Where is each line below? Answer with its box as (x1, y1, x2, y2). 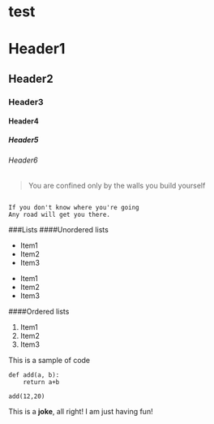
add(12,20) (8, 392, 45, 400)
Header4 (8, 116, 39, 126)
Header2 (8, 71, 54, 85)
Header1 (8, 40, 66, 58)
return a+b (23, 378, 60, 386)
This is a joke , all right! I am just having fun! (8, 406, 153, 416)
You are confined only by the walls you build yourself (28, 180, 206, 190)
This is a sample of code (8, 355, 91, 365)
